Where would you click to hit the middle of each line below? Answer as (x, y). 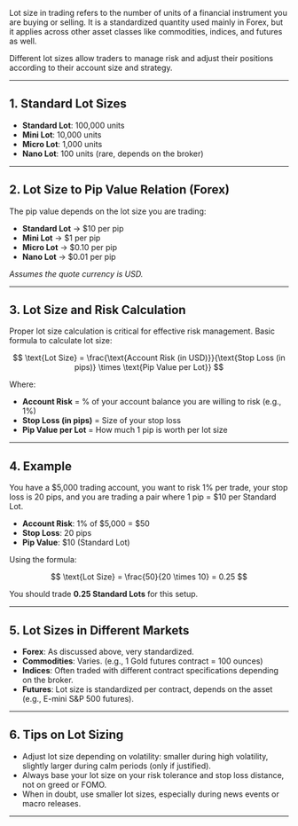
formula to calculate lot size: (61, 341)
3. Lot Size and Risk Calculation (98, 310)
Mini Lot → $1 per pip (61, 238)
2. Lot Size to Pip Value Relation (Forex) (120, 190)
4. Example (41, 466)
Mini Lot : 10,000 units (62, 134)
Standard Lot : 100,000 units (73, 125)
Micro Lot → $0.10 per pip (70, 247)
